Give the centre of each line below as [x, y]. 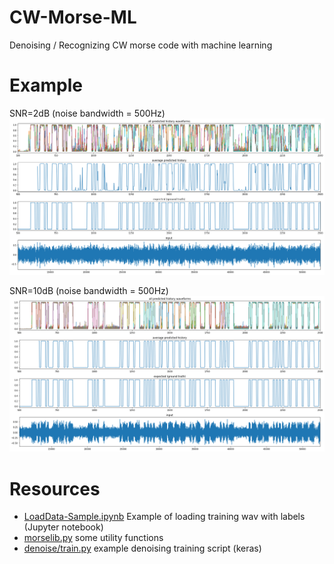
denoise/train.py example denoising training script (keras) [142, 548]
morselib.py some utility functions [93, 538]
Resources [55, 488]
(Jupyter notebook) [63, 527]
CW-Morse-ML [73, 17]
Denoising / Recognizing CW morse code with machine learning [141, 45]
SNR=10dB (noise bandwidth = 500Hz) [89, 291]
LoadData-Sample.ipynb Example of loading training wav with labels [164, 517]
